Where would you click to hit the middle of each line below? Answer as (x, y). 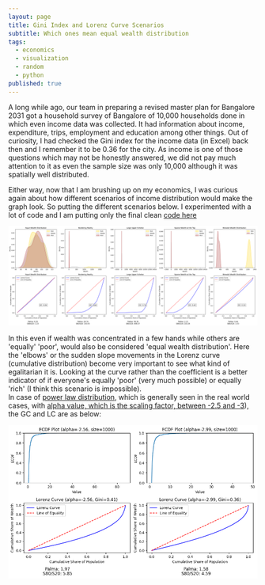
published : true (35, 83)
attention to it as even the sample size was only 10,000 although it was (123, 165)
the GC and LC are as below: (55, 414)
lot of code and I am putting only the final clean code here (102, 215)
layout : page (30, 17)
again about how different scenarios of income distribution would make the (131, 198)
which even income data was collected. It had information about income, (127, 123)
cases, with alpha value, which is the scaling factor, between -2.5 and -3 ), (129, 406)
